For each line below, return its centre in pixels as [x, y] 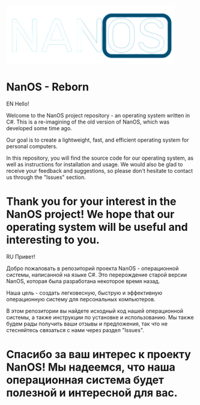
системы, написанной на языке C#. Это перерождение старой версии [97, 275]
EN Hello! [18, 104]
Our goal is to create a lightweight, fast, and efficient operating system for [98, 140]
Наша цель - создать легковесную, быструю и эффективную [84, 293]
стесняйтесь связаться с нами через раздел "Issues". [75, 330]
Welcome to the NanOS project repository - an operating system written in [98, 115]
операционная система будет [85, 380]
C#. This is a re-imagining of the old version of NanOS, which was [88, 122]
